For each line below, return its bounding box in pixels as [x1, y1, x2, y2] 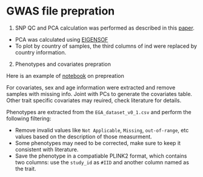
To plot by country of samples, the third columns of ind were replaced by [15, 42, 198, 50]
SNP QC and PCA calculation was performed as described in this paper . [15, 24, 195, 31]
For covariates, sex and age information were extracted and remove [6, 83, 176, 91]
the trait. [15, 165, 36, 172]
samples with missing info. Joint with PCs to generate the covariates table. [6, 90, 193, 97]
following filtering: [6, 115, 52, 122]
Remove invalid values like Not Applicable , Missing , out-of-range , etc [15, 126, 189, 134]
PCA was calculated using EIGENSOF [15, 36, 108, 43]
